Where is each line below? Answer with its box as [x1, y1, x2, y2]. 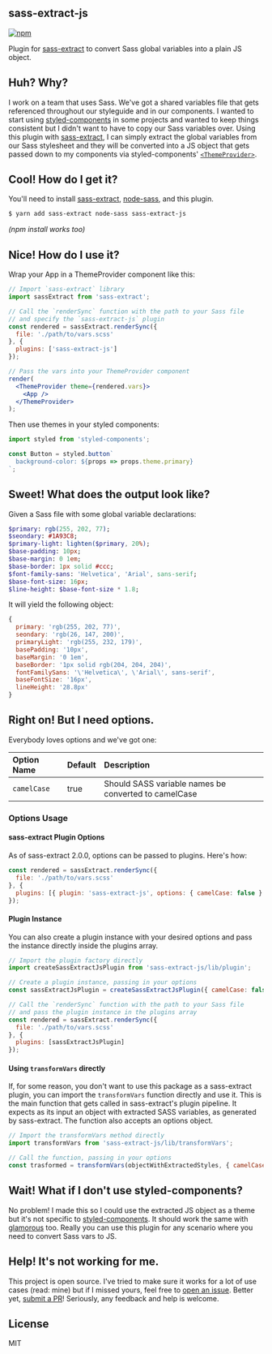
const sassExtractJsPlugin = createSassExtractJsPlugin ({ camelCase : [8, 986, 249, 995]
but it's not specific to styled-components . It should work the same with [8, 1214, 249, 1223]
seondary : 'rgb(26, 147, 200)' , [15, 630, 125, 639]
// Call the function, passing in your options [8, 1154, 172, 1163]
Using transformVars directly [8, 1063, 106, 1073]
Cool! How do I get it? [8, 173, 118, 187]
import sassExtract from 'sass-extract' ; [8, 293, 151, 301]
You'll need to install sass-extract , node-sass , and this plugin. [8, 194, 215, 204]
